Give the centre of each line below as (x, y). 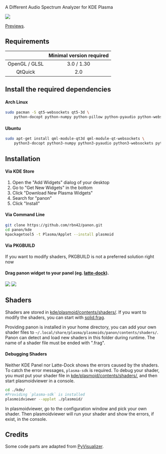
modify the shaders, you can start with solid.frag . (55, 317)
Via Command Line (25, 215)
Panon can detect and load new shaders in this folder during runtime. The (80, 337)
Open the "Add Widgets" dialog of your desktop (61, 182)
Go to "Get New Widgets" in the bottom (52, 187)
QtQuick (26, 72)
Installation (23, 159)
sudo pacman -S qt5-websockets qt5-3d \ (47, 113)
